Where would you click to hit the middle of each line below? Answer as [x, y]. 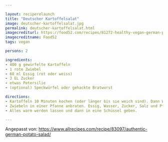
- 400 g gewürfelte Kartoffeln [38, 65]
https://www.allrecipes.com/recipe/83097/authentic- [93, 129]
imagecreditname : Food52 [31, 37]
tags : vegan [17, 42]
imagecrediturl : [22, 33]
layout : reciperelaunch [30, 14]
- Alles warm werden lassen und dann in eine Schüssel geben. [71, 111]
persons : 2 [16, 51]
